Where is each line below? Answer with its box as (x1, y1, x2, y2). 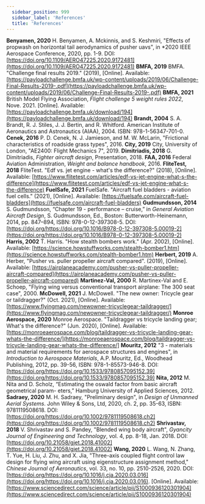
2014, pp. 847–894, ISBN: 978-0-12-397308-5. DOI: (6, 218, 137, 226)
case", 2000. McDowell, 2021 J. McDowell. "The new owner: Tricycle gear (6, 290, 194, 297)
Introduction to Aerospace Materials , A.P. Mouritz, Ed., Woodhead (6, 355, 173, 362)
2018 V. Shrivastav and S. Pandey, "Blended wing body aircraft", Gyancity (6, 426, 192, 433)
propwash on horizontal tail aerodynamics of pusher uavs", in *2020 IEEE (6, 43, 191, 51)
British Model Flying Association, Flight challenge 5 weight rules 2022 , (6, 95, 184, 103)
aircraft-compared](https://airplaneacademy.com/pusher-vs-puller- (6, 270, 176, 278)
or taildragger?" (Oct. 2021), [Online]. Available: (6, 297, 126, 304)
